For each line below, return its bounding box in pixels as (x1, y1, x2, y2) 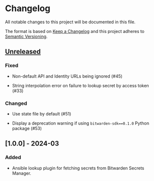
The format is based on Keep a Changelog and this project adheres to (5, 28, 145, 34)
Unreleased (5, 48, 41, 56)
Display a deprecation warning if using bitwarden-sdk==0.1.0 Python (12, 120, 150, 126)
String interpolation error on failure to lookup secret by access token (12, 82, 149, 88)
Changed (5, 100, 28, 107)
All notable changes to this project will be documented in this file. (5, 19, 136, 25)
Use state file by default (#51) (12, 111, 71, 116)
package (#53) (12, 125, 42, 131)
